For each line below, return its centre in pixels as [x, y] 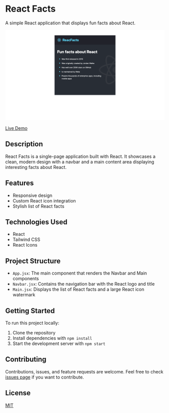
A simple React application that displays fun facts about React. [70, 23]
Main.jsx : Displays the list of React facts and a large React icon [78, 289]
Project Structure [33, 261]
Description [24, 144]
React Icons [25, 245]
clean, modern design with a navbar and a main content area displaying [80, 162]
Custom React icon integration [44, 200]
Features [19, 183]
